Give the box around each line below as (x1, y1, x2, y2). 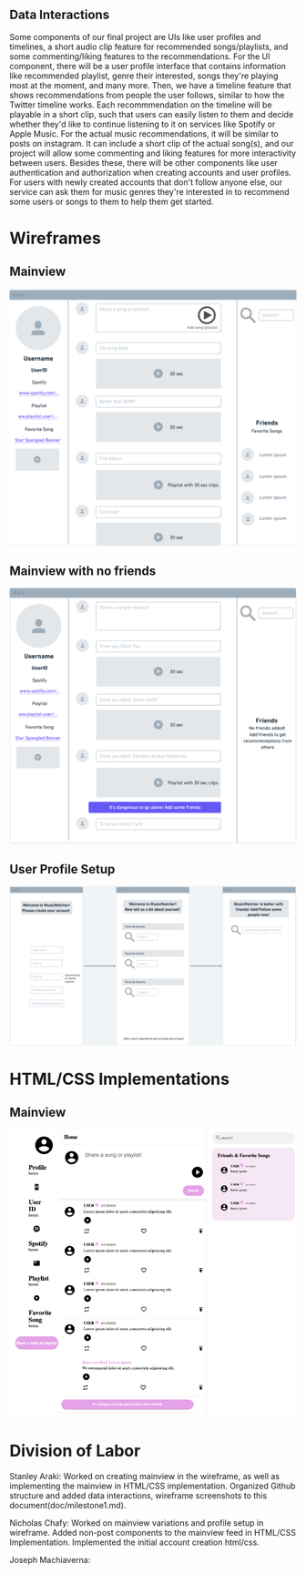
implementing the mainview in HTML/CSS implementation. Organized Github (9, 1480, 296, 1491)
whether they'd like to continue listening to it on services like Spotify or (9, 118, 276, 129)
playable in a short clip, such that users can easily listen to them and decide (9, 108, 294, 119)
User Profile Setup (9, 861, 116, 877)
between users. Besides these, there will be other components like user (9, 157, 278, 168)
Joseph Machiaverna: (9, 1554, 91, 1565)
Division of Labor (9, 1440, 141, 1461)
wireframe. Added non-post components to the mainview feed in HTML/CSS (9, 1527, 296, 1538)
